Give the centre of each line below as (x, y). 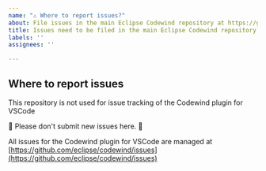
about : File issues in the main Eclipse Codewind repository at (116, 23)
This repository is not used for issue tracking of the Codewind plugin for (125, 102)
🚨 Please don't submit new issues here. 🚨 (76, 126)
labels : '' (26, 37)
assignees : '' (32, 45)
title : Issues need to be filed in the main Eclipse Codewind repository (133, 30)
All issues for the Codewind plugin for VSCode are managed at (110, 141)
